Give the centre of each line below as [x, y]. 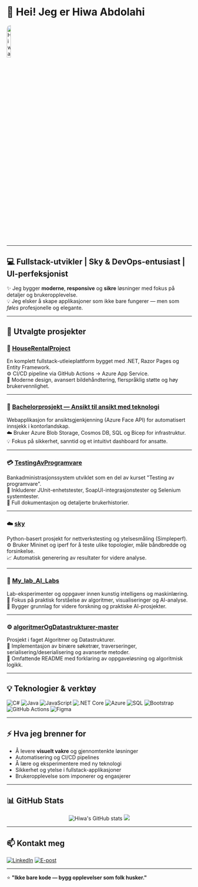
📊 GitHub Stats [35, 800]
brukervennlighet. [28, 386]
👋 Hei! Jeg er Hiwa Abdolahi [76, 12]
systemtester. [23, 496]
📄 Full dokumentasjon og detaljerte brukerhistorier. [68, 503]
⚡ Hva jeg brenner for [46, 734]
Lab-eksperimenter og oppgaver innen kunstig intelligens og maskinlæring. [98, 593]
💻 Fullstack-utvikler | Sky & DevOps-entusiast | [96, 262]
